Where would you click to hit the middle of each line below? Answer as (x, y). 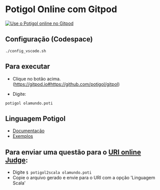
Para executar (28, 67)
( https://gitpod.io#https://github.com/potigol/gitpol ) (66, 84)
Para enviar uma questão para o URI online (73, 152)
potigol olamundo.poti (29, 103)
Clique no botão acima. (37, 79)
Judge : (17, 160)
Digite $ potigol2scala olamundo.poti (52, 172)
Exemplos (23, 136)
